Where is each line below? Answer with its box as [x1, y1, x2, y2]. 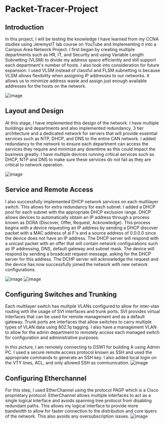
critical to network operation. [5, 161, 64, 168]
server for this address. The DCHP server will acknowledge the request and [5, 256, 159, 262]
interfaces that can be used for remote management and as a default [5, 314, 145, 320]
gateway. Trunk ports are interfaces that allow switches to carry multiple [5, 319, 152, 325]
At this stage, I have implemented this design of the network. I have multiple [5, 120, 159, 126]
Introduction [5, 23, 44, 31]
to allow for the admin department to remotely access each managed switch [5, 330, 160, 335]
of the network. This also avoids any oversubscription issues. [5, 413, 130, 419]
